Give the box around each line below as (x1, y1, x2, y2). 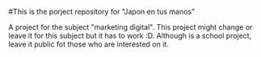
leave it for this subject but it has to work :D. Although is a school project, (8, 31, 252, 40)
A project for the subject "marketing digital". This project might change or (8, 22, 253, 31)
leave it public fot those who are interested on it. (8, 39, 170, 49)
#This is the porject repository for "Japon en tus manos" (8, 7, 196, 16)
